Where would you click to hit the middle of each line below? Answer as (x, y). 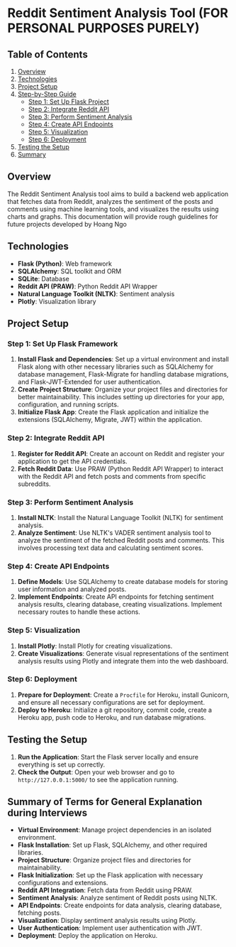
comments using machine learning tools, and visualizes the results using (113, 209)
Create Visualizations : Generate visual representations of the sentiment (123, 653)
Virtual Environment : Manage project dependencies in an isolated (114, 830)
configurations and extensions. (63, 883)
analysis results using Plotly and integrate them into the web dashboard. (123, 661)
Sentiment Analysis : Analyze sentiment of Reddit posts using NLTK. (117, 898)
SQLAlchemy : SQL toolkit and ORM (69, 271)
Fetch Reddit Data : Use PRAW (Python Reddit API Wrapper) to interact (120, 469)
